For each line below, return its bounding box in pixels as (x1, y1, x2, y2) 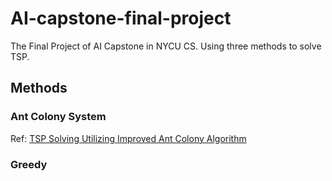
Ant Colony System (10, 110, 107, 124)
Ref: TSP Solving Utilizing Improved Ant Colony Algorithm (10, 132, 247, 144)
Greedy (10, 157, 48, 171)
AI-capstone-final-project (10, 7, 232, 30)
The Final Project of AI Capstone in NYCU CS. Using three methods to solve (10, 40, 322, 52)
